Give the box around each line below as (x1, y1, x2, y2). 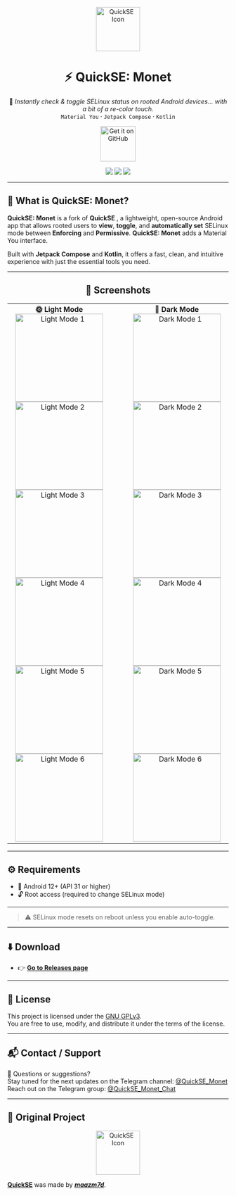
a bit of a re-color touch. (82, 104, 154, 113)
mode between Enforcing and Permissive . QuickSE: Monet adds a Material (7, 229, 227, 237)
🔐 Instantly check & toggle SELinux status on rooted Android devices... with (8, 97, 228, 106)
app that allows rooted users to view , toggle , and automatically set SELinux (7, 221, 228, 229)
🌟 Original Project (7, 1112, 86, 1123)
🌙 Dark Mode (154, 304, 199, 314)
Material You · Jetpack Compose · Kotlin (60, 112, 176, 120)
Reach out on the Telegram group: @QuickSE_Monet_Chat (7, 1084, 176, 1093)
